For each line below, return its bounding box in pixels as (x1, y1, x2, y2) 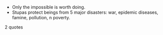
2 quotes (5, 24, 23, 30)
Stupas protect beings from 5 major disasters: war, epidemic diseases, (12, 9, 158, 15)
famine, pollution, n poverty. (12, 15, 70, 20)
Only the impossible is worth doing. (12, 4, 86, 10)
